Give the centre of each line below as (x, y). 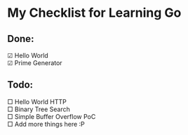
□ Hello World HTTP (37, 101)
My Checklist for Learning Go (94, 13)
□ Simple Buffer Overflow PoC (52, 116)
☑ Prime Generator (35, 63)
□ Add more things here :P (46, 124)
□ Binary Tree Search (39, 109)
